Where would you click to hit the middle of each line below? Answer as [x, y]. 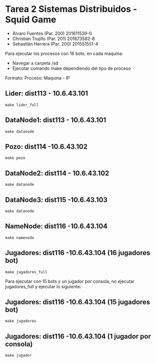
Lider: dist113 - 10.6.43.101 [47, 93]
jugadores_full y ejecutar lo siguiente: [43, 286]
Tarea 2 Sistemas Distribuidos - [71, 9]
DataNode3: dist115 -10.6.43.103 [56, 200]
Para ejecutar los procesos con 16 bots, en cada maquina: [64, 53]
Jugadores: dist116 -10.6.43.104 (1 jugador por [78, 336]
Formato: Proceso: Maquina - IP [38, 78]
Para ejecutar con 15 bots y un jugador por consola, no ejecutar [70, 281]
